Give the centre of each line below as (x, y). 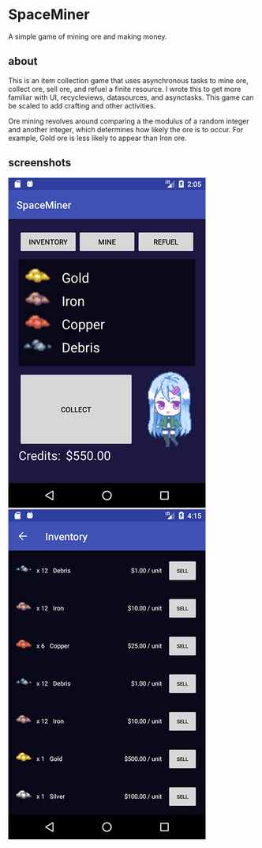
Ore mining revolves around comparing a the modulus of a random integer (129, 121)
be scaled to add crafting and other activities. (82, 105)
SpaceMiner (49, 15)
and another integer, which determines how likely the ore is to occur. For (126, 129)
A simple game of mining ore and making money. (88, 36)
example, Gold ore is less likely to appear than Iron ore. (97, 138)
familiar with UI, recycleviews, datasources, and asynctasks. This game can (131, 97)
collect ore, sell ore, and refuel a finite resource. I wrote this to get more (125, 89)
